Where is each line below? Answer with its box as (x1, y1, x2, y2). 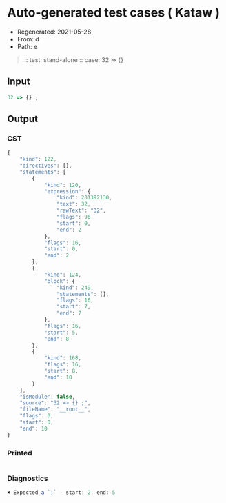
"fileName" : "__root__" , (19, 406, 91, 413)
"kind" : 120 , (43, 181, 81, 188)
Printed (7, 448, 32, 457)
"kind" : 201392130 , (56, 195, 112, 201)
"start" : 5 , (43, 329, 79, 336)
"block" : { (43, 277, 76, 284)
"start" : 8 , (43, 368, 79, 375)
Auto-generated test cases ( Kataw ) (7, 5, 220, 21)
